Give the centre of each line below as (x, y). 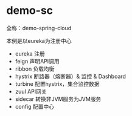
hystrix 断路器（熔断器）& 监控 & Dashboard (71, 76)
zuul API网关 (31, 91)
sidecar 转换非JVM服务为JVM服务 (58, 99)
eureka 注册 (30, 53)
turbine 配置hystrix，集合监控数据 (57, 84)
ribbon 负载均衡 (35, 69)
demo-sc (30, 11)
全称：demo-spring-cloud (39, 28)
